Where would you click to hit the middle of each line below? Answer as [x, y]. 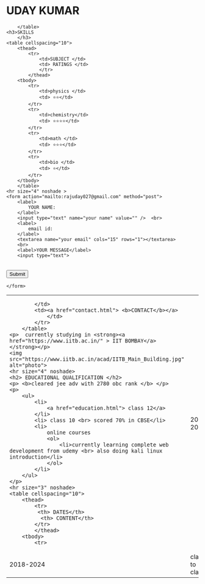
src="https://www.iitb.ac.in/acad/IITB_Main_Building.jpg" [97, 359]
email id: [41, 229]
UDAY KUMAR [43, 11]
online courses [69, 432]
